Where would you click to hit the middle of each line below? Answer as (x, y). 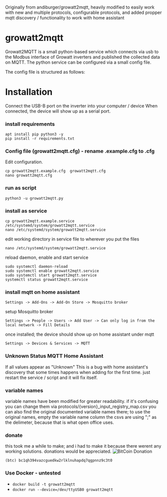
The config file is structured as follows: (45, 72)
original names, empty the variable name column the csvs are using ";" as (81, 417)
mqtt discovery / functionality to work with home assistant (65, 18)
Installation (29, 92)
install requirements (30, 124)
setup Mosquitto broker (29, 312)
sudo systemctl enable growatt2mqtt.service (52, 271)
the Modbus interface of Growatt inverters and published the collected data (83, 57)
